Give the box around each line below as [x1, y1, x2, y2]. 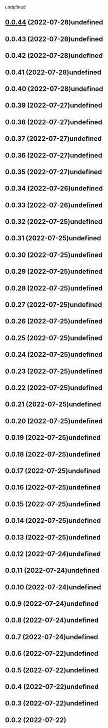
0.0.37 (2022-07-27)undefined [5, 134, 102, 143]
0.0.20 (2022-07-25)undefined [5, 417, 103, 425]
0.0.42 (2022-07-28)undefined [5, 51, 103, 60]
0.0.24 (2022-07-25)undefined [5, 350, 103, 359]
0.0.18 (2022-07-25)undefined [5, 450, 101, 458]
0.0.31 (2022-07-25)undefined [5, 234, 101, 242]
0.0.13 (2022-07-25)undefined [5, 533, 101, 541]
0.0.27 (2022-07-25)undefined [5, 300, 102, 309]
